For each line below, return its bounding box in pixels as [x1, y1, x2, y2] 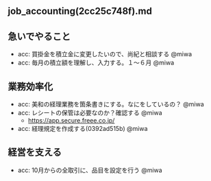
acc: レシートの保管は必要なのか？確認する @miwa [17, 109, 163, 117]
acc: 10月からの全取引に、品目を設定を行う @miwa [17, 166, 163, 174]
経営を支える [8, 147, 62, 158]
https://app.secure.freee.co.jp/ [27, 117, 115, 125]
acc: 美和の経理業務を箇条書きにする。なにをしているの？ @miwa [17, 100, 204, 108]
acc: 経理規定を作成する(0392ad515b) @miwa [17, 125, 148, 133]
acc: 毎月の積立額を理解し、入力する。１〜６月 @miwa [17, 58, 175, 67]
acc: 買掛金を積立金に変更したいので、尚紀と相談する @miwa [17, 50, 193, 58]
